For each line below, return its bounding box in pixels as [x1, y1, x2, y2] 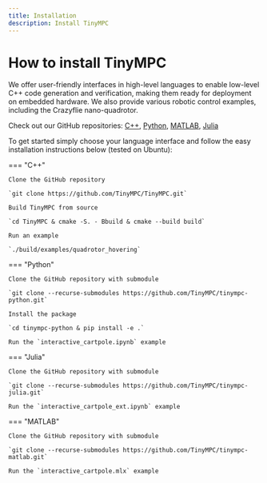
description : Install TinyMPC [8, 19, 110, 27]
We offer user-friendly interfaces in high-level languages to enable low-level [8, 80, 260, 90]
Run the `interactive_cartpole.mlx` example [8, 467, 159, 476]
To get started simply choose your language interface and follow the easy [8, 137, 252, 146]
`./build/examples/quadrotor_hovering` [8, 245, 141, 254]
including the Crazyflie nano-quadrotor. [8, 106, 138, 115]
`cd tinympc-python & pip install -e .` [8, 325, 145, 333]
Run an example [8, 232, 59, 240]
